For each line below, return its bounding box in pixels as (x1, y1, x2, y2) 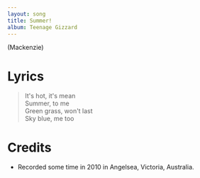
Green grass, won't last (24, 107, 94, 115)
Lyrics (7, 68, 45, 84)
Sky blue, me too (24, 115, 74, 123)
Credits (7, 140, 52, 155)
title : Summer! (7, 17, 52, 24)
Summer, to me (24, 99, 70, 108)
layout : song (7, 10, 46, 18)
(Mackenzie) (7, 43, 44, 52)
